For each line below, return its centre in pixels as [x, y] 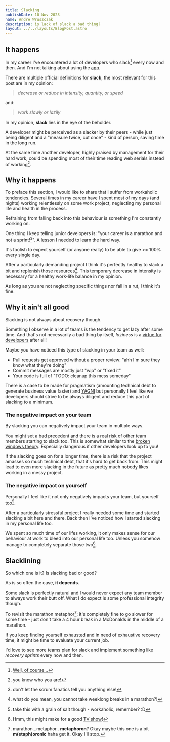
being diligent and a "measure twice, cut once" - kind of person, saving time [85, 137]
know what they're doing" [39, 365]
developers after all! [26, 340]
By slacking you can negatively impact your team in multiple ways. [74, 426]
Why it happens [31, 180]
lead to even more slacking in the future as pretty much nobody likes [77, 467]
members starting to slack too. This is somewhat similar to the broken [78, 441]
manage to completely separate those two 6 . [51, 544]
